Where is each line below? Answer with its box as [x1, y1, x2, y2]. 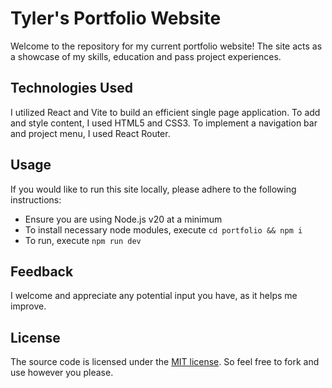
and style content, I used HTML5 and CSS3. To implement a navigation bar [10, 117, 318, 129]
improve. [10, 300, 47, 312]
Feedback [10, 263, 74, 280]
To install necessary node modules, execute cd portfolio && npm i [24, 223, 303, 236]
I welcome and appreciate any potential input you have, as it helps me [10, 290, 298, 302]
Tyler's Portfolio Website [10, 7, 222, 30]
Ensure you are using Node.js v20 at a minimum [24, 213, 223, 225]
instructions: [10, 193, 62, 206]
